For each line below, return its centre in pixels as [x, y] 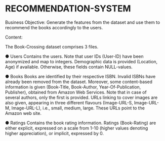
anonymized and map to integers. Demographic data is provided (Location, [81, 61]
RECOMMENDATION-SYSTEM [68, 9]
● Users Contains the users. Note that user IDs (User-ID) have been [74, 56]
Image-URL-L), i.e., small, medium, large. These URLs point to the [78, 108]
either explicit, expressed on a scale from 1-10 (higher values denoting [77, 128]
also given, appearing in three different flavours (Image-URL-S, [69, 102]
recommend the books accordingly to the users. [54, 27]
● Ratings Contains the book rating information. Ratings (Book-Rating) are [81, 123]
